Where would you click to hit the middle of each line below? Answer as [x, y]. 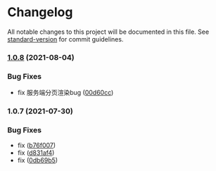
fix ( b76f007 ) [37, 146]
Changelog [40, 12]
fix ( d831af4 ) [36, 153]
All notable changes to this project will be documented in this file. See [108, 32]
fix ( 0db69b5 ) [38, 160]
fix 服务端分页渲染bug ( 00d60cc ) [65, 93]
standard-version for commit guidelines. [65, 39]
